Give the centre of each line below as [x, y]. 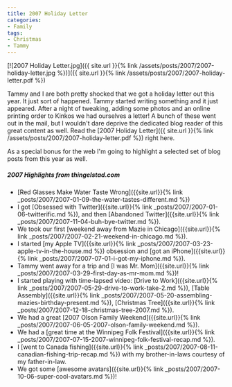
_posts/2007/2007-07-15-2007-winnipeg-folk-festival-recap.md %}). [116, 339]
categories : [24, 20]
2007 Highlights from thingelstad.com [63, 175]
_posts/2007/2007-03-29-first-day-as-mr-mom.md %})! [98, 273]
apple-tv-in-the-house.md [55, 251]
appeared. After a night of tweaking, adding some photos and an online [109, 109]
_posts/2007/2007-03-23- [175, 243]
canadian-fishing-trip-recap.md [63, 354]
